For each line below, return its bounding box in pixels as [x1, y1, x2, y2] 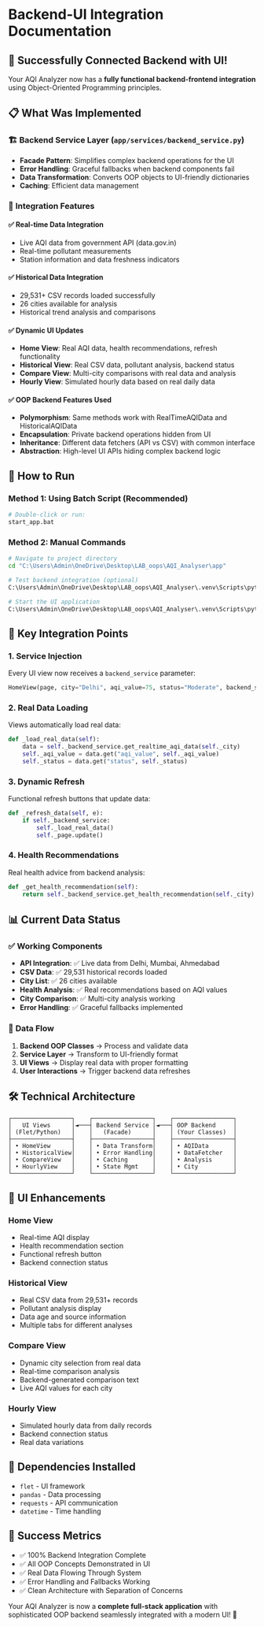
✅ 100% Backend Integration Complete [19, 1550, 147, 1559]
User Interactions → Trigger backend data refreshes [19, 1066, 191, 1075]
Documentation [8, 22, 112, 40]
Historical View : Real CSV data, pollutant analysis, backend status [19, 360, 235, 370]
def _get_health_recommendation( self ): [8, 882, 139, 891]
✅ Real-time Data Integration [8, 220, 104, 229]
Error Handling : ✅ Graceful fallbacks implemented [19, 1003, 183, 1012]
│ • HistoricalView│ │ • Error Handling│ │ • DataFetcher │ [8, 1149, 237, 1157]
